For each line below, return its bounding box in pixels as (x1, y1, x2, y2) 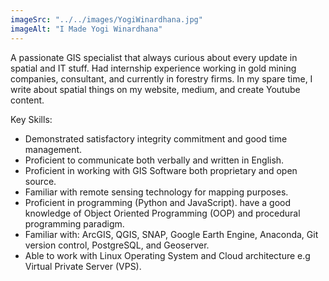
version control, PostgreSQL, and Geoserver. (24, 239, 210, 251)
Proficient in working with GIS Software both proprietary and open (24, 164, 298, 176)
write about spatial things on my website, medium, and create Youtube (10, 83, 301, 95)
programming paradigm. (24, 217, 125, 230)
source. (24, 175, 57, 187)
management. (24, 143, 83, 155)
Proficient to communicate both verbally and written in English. (24, 154, 285, 166)
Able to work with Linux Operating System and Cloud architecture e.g (24, 249, 311, 261)
